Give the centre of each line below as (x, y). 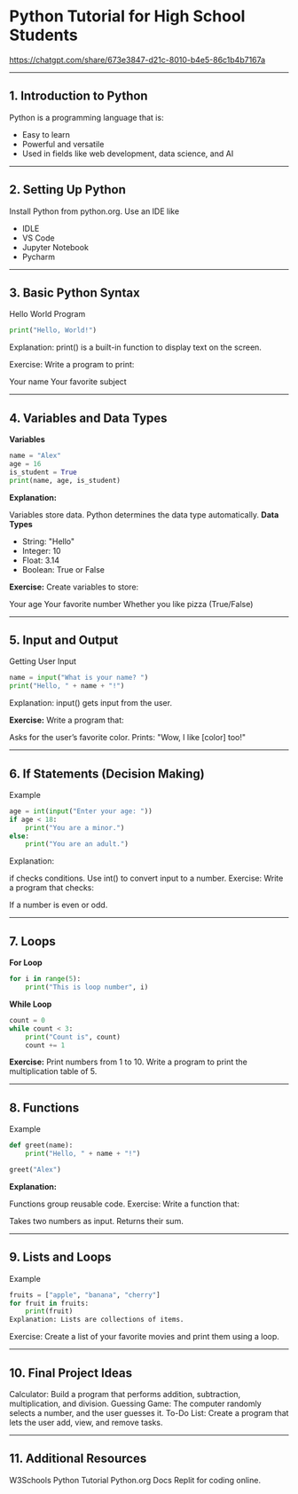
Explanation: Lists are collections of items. (97, 1320)
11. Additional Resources (78, 1459)
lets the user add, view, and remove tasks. (86, 1422)
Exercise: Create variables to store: (74, 587)
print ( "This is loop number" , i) (87, 987)
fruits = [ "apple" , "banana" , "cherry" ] (85, 1295)
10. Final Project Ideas (71, 1373)
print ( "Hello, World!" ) (53, 330)
